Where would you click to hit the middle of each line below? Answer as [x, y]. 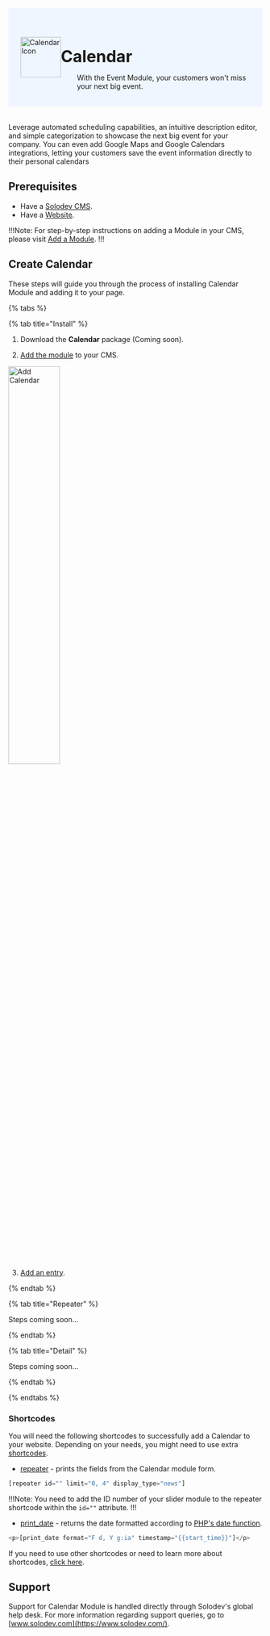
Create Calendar [50, 264]
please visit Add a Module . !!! [56, 239]
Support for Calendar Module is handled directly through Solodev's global [131, 1607]
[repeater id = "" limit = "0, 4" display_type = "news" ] [97, 1484]
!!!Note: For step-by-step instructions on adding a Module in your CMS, [126, 230]
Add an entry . [43, 1272]
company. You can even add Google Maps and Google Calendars [117, 144]
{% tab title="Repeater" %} [54, 1304]
